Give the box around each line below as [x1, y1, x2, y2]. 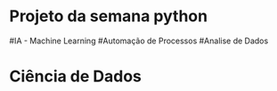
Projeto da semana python [9, 6, 208, 27]
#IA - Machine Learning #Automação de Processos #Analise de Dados [9, 35, 269, 46]
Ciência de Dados [9, 66, 143, 87]
